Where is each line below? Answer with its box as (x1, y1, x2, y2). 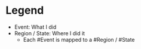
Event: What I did (14, 23, 57, 30)
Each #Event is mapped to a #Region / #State (23, 36, 135, 43)
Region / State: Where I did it (14, 29, 85, 36)
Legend (5, 4, 44, 17)
